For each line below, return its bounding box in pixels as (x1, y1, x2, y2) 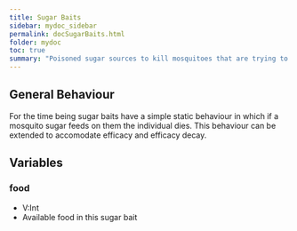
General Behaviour (9, 87, 116, 102)
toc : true (9, 46, 46, 55)
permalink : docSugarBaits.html (9, 29, 125, 38)
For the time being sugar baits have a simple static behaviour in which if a (9, 110, 279, 121)
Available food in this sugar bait (21, 211, 138, 222)
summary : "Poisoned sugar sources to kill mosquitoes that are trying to (9, 54, 289, 63)
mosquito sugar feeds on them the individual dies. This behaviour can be (9, 120, 277, 131)
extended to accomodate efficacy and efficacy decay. (9, 130, 207, 140)
